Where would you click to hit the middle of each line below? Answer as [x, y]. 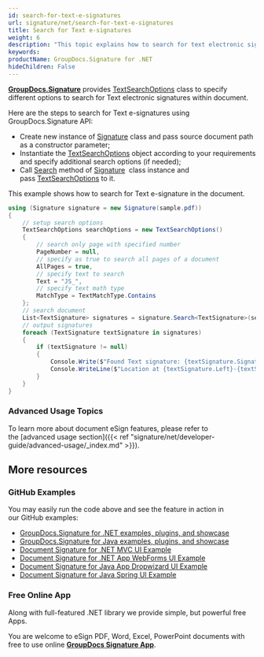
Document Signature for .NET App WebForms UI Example [112, 558]
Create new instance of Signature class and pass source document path [136, 136]
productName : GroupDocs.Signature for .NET [81, 60]
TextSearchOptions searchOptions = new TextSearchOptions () [123, 230]
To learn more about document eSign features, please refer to [108, 428]
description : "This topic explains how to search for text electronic [126, 45]
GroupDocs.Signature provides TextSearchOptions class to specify [118, 89]
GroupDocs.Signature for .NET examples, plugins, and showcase [125, 533]
